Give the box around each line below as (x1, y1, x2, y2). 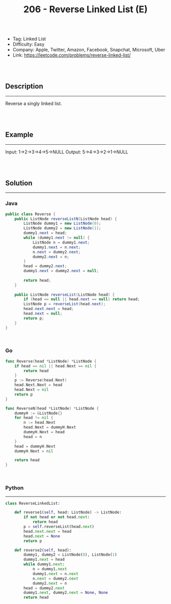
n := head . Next (23, 420, 56, 425)
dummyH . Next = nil (14, 449, 53, 454)
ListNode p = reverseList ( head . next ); (23, 302, 106, 307)
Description (5, 82, 43, 91)
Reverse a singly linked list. (5, 100, 62, 107)
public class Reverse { (5, 212, 56, 217)
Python (5, 484, 24, 491)
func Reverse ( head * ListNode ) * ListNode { (5, 358, 97, 364)
